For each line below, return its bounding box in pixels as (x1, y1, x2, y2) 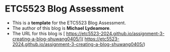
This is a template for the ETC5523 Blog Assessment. (12, 20, 126, 26)
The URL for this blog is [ (12, 30, 65, 36)
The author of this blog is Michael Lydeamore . (12, 25, 111, 31)
